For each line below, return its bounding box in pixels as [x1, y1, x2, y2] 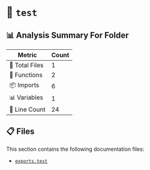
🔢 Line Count [9, 105, 46, 114]
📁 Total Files [9, 61, 44, 69]
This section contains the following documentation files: [6, 145, 145, 153]
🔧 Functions [9, 71, 43, 79]
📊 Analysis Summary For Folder [6, 30, 129, 40]
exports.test [14, 158, 48, 164]
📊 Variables [9, 93, 44, 102]
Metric [17, 51, 37, 59]
